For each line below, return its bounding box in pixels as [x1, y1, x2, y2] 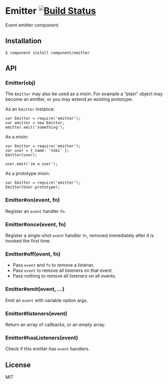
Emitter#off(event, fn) [5, 250, 61, 257]
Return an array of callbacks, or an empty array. [5, 321, 106, 327]
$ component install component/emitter [5, 50, 90, 56]
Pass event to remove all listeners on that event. [12, 267, 113, 273]
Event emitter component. [5, 22, 60, 28]
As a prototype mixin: [5, 171, 50, 177]
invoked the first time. [5, 238, 51, 244]
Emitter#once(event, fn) [5, 221, 66, 228]
